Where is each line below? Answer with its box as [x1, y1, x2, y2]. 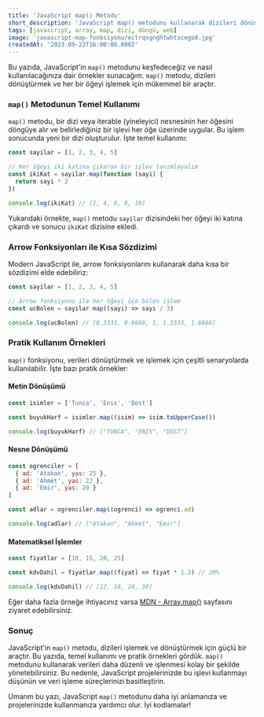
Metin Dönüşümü [8, 381, 66, 391]
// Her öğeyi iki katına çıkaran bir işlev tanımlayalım [8, 163, 199, 171]
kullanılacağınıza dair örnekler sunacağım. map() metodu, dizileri [8, 71, 216, 80]
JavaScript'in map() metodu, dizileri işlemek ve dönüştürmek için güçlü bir [8, 643, 247, 652]
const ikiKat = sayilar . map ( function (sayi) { [8, 170, 163, 178]
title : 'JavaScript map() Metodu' [8, 11, 122, 20]
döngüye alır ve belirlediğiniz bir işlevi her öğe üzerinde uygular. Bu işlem [8, 125, 245, 135]
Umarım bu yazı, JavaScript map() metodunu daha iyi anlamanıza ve [8, 692, 228, 701]
